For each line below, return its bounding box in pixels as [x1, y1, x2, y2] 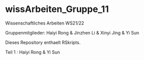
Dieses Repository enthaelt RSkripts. [5, 39, 81, 45]
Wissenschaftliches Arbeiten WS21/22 [5, 20, 84, 26]
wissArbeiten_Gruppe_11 [5, 3, 109, 15]
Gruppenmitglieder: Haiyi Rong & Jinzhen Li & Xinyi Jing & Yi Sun [5, 29, 139, 35]
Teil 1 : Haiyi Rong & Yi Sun [5, 49, 60, 55]
